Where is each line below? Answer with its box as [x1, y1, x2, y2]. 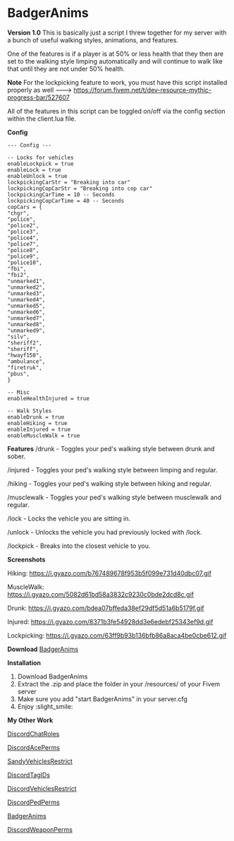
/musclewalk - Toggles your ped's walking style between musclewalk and [7, 493, 222, 501]
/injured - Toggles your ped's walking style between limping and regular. [7, 465, 218, 474]
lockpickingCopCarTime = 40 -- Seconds [7, 197, 125, 204]
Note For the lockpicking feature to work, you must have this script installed [7, 78, 228, 86]
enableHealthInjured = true [7, 395, 90, 402]
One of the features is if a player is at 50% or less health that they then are [7, 49, 224, 58]
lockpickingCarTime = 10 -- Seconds [7, 191, 115, 198]
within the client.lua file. [7, 114, 76, 123]
